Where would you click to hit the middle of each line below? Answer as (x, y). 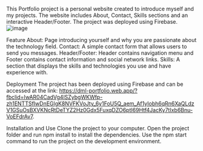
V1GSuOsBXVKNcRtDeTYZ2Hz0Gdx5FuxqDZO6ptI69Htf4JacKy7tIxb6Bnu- (99, 110)
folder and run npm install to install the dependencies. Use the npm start (96, 135)
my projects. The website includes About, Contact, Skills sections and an (97, 15)
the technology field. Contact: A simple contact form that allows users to (97, 46)
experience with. (27, 72)
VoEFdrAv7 (20, 116)
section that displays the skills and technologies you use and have (89, 66)
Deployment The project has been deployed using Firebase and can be (95, 84)
